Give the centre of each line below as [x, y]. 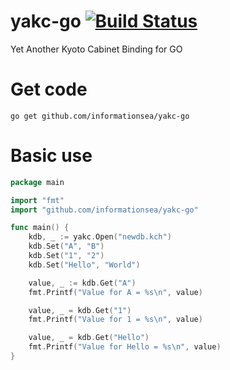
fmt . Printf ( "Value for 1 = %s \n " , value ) [115, 320]
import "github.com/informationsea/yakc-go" [104, 210]
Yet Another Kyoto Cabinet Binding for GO [96, 49]
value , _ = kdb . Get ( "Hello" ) [89, 338]
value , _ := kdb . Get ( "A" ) [82, 283]
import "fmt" [37, 200]
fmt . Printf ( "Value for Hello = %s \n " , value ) [125, 347]
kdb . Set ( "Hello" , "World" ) [84, 265]
